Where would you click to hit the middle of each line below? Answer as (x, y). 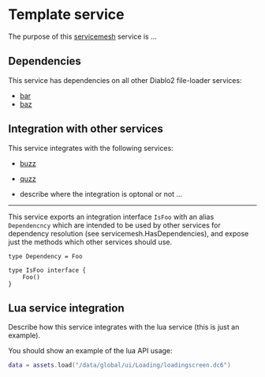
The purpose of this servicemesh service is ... (83, 36)
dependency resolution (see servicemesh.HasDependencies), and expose (129, 233)
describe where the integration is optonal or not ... (101, 194)
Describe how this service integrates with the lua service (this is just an (124, 327)
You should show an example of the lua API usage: (90, 351)
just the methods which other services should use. (90, 242)
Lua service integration (66, 308)
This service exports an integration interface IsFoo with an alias (111, 217)
